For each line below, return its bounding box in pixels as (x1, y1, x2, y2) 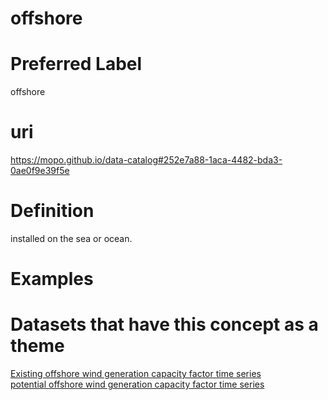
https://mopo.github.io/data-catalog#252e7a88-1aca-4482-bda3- (10, 154, 283, 166)
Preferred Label (10, 53, 143, 76)
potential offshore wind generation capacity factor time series (10, 378, 265, 391)
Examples (10, 268, 94, 291)
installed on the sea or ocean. (10, 233, 133, 244)
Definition (10, 200, 95, 222)
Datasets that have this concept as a (10, 313, 319, 336)
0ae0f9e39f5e (10, 165, 70, 177)
